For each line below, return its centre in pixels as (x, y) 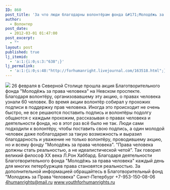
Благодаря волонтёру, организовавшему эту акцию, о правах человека (83, 97)
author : (13, 19)
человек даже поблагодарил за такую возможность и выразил (74, 134)
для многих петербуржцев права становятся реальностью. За (73, 166)
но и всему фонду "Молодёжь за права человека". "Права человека (79, 145)
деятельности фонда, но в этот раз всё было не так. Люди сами (75, 123)
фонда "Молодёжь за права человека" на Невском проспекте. (73, 91)
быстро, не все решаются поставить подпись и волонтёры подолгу (78, 112)
